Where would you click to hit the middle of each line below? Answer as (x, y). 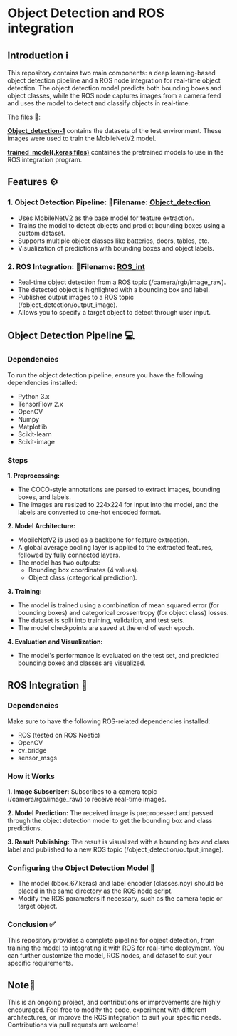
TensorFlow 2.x (40, 404)
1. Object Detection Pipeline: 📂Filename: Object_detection (109, 202)
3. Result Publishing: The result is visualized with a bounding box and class (118, 842)
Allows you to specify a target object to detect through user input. (114, 312)
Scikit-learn (35, 434)
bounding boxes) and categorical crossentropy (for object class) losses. (123, 612)
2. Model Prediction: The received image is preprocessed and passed (110, 812)
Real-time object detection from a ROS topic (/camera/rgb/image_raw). (122, 282)
